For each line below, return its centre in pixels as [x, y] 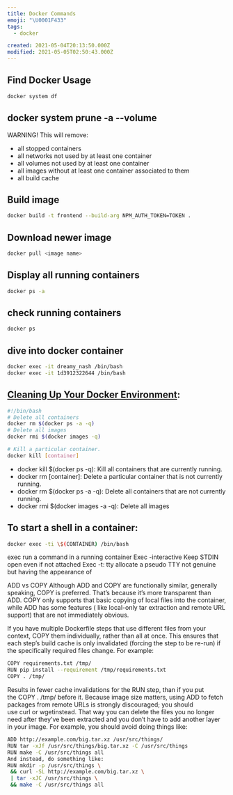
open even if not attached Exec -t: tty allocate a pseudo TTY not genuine [112, 565]
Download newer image [59, 237]
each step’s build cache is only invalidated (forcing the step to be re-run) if [114, 643]
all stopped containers [49, 148]
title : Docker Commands [42, 14]
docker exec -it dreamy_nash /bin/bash [65, 367]
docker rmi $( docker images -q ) [54, 437]
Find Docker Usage [49, 80]
